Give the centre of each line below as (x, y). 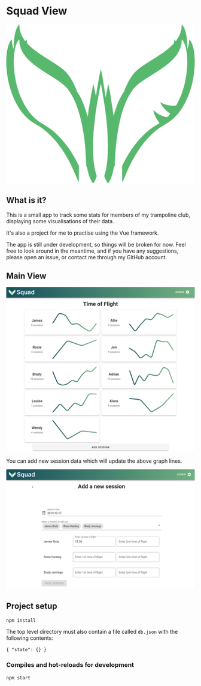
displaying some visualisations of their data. (60, 221)
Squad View (37, 11)
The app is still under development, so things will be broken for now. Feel (96, 244)
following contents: (30, 638)
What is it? (26, 200)
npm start (19, 678)
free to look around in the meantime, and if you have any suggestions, (92, 251)
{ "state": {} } (26, 650)
